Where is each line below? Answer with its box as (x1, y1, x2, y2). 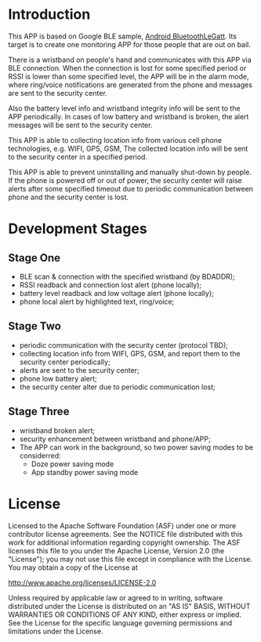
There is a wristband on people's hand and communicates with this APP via (8, 55, 252, 64)
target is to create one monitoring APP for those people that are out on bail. (8, 39, 251, 49)
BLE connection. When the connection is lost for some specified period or (8, 63, 247, 72)
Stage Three (8, 405, 70, 418)
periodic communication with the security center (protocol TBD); (19, 340, 229, 350)
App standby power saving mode (31, 467, 139, 476)
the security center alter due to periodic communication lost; (19, 382, 216, 392)
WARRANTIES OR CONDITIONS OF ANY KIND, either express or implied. (8, 610, 241, 619)
